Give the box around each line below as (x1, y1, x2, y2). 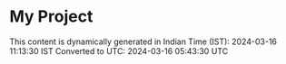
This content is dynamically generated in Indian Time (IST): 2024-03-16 (9, 36, 278, 47)
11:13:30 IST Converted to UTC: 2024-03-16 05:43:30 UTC (9, 45, 229, 56)
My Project (9, 6, 94, 27)
